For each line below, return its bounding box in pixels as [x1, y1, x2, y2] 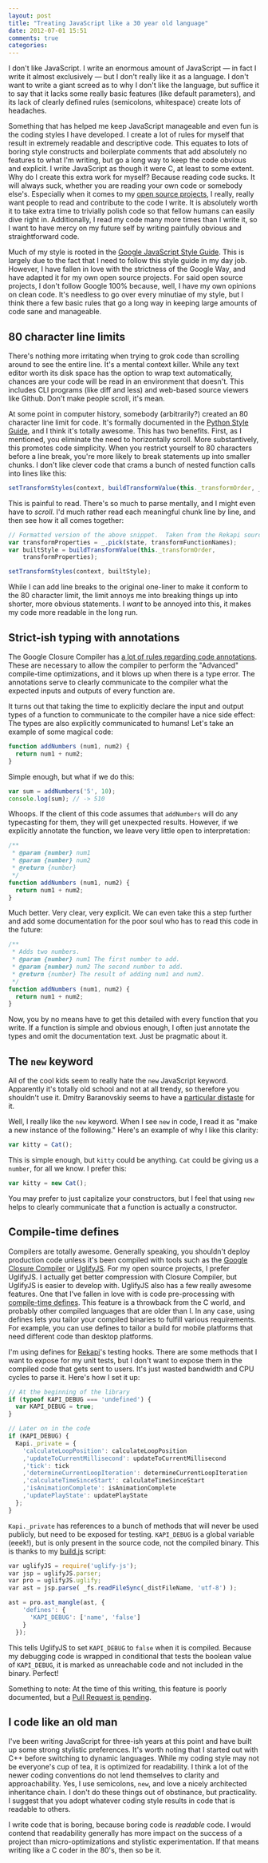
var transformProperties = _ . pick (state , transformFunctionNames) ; [8, 538, 238, 546]
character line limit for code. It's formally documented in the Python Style [8, 417, 249, 427]
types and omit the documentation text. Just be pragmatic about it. [8, 1031, 228, 1041]
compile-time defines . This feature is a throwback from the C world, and [8, 1297, 246, 1307]
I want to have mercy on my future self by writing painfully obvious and [8, 223, 242, 233]
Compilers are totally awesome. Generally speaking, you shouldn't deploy [8, 1247, 250, 1256]
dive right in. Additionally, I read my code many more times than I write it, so [8, 215, 258, 225]
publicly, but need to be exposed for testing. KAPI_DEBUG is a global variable [8, 1529, 255, 1539]
